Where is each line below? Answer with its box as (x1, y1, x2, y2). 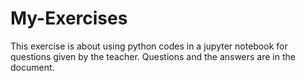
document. (10, 61, 55, 73)
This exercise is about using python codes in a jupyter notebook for (10, 40, 288, 52)
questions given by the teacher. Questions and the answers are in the (10, 50, 296, 62)
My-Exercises (10, 7, 128, 30)
